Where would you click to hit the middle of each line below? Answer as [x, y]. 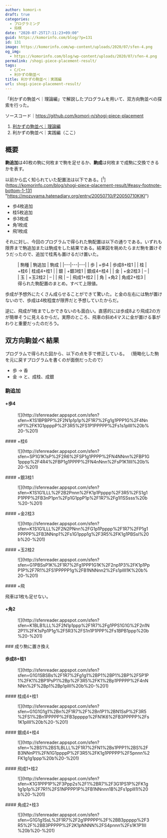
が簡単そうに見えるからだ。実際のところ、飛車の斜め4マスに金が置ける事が [83, 317]
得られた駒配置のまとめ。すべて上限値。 [59, 284]
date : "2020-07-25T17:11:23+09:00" [42, 33]
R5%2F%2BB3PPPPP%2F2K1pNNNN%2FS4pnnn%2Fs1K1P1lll [82, 826]
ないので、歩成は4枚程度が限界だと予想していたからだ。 [63, 300]
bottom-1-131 [19, 191]
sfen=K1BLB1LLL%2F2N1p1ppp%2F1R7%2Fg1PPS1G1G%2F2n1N [84, 626]
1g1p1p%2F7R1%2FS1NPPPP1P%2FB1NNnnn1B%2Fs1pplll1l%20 [83, 789]
